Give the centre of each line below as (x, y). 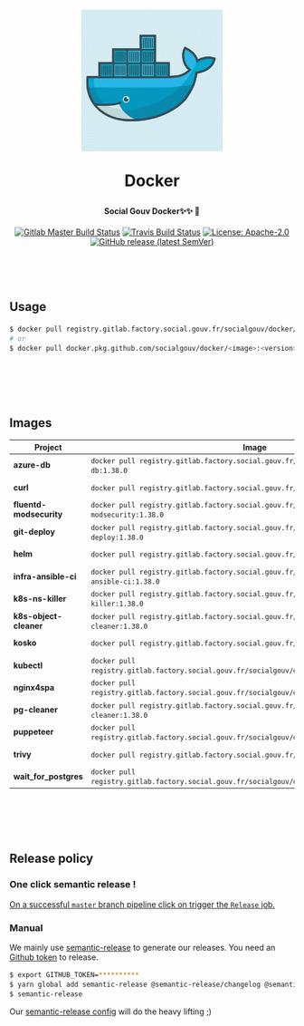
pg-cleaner (36, 710)
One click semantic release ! (73, 885)
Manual (26, 927)
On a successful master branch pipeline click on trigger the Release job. (142, 904)
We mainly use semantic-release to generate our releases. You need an (142, 947)
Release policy (52, 859)
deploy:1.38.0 (117, 537)
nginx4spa (34, 687)
